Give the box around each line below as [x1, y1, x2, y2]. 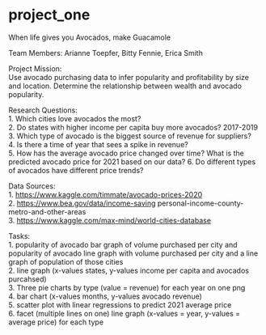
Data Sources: [8, 180, 56, 191]
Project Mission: [8, 63, 62, 74]
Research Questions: [8, 105, 78, 115]
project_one [8, 6, 91, 24]
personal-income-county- [157, 198, 244, 208]
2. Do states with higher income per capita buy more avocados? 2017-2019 [8, 122, 259, 132]
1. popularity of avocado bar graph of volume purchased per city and [8, 240, 238, 249]
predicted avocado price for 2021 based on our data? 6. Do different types [8, 156, 256, 167]
